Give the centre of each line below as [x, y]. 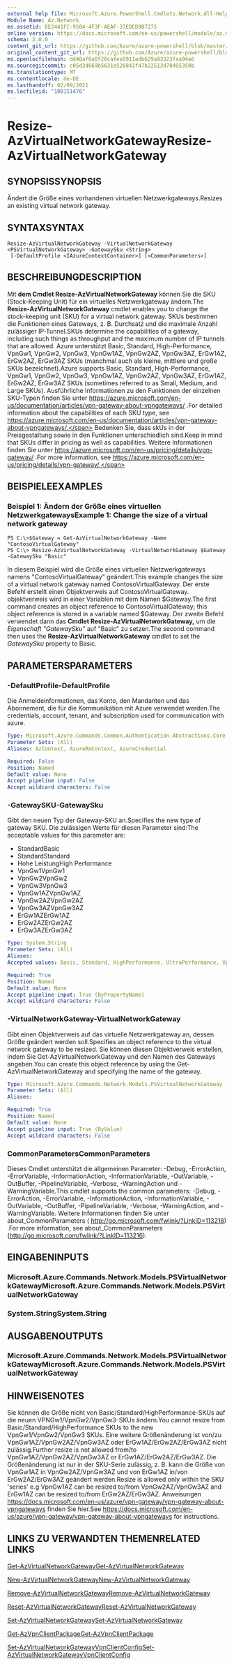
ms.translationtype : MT [42, 72]
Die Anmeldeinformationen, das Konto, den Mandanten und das [98, 701]
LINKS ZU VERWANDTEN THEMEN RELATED [104, 1539]
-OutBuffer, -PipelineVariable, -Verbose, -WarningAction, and [132, 1205]
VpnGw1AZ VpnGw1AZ [49, 893]
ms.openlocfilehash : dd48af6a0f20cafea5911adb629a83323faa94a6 [101, 59]
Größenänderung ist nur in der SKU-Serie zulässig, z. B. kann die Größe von [116, 1465]
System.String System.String [57, 1314]
